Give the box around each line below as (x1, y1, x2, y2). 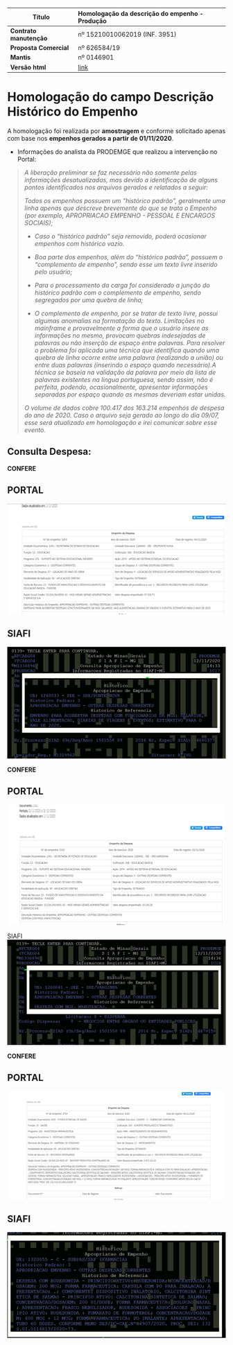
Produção (78, 17, 107, 25)
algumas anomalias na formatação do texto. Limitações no (34, 316, 205, 324)
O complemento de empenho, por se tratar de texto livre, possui (34, 309, 218, 318)
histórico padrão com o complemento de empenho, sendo (34, 288, 201, 297)
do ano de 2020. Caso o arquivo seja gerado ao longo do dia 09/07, (24, 410, 220, 419)
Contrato (10, 26, 37, 35)
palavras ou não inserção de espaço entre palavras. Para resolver (34, 338, 225, 347)
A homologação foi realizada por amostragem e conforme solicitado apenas (7, 126, 226, 135)
